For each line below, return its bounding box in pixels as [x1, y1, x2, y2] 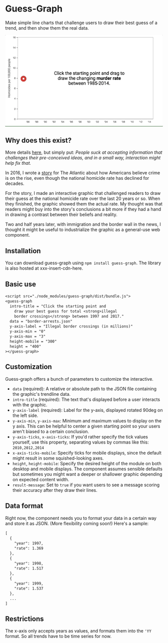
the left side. [12, 412, 38, 418]
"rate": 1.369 [14, 546, 43, 551]
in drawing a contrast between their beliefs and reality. [5, 211, 117, 218]
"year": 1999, [14, 581, 43, 586]
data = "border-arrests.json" [9, 318, 72, 324]
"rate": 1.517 [14, 566, 43, 571]
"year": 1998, [14, 561, 43, 566]
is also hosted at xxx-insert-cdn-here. [5, 265, 83, 271]
